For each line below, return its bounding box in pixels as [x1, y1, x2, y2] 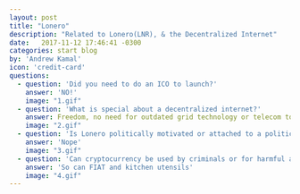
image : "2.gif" [25, 122, 82, 131]
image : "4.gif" [25, 171, 82, 180]
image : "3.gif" [25, 146, 82, 155]
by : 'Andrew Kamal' [9, 55, 82, 63]
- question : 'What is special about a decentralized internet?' [17, 105, 262, 114]
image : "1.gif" [25, 96, 82, 105]
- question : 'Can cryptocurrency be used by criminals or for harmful [17, 154, 286, 164]
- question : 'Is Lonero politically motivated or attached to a [17, 130, 262, 139]
